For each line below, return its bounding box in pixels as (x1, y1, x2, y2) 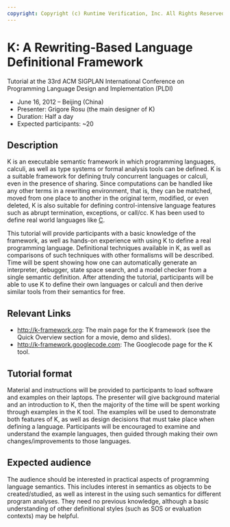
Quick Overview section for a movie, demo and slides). (16, 333, 172, 341)
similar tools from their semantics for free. (7, 288, 125, 296)
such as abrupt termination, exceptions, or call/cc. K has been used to (7, 209, 205, 217)
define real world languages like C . (7, 216, 105, 224)
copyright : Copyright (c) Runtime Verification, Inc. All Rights (7, 10, 197, 17)
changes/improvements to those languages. (7, 437, 131, 445)
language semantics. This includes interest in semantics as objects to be (7, 482, 212, 491)
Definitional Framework (7, 54, 144, 69)
